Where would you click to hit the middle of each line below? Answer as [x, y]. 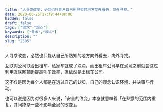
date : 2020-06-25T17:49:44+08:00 [39, 14]
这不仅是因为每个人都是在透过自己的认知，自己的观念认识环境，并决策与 [77, 82]
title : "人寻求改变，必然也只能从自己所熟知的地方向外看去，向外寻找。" [69, 9]
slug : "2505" [18, 41]
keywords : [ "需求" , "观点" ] [31, 32]
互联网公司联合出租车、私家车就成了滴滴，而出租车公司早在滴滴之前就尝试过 [81, 65]
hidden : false [19, 18]
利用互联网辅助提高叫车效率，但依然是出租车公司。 [56, 72]
